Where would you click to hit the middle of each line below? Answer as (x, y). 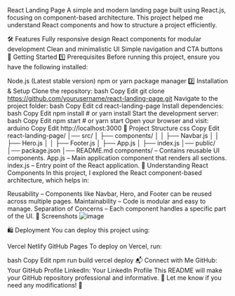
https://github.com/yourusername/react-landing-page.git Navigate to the (113, 98)
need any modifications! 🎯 (45, 285)
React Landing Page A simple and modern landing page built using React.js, (117, 10)
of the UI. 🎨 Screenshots (43, 216)
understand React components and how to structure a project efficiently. (112, 25)
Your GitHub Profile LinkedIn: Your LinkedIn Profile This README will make (115, 270)
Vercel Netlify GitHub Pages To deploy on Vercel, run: (85, 246)
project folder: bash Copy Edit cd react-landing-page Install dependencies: (116, 106)
